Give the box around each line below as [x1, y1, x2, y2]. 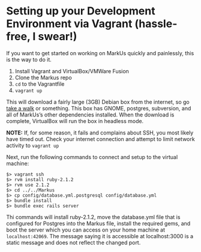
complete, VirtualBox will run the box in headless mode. [6, 117, 144, 124]
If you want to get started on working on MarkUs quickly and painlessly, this [6, 49, 194, 56]
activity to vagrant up [6, 142, 59, 149]
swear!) [38, 30, 77, 43]
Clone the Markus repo [14, 74, 72, 81]
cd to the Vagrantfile [14, 80, 65, 88]
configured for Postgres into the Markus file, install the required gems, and [6, 220, 191, 227]
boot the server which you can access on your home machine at [6, 226, 166, 233]
